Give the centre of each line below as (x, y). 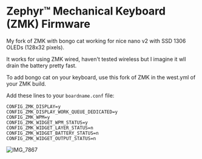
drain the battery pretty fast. (42, 66)
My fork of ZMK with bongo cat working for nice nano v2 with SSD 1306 (96, 41)
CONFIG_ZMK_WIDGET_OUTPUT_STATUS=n (51, 138)
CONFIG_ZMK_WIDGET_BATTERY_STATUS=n (52, 133)
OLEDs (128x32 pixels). (35, 47)
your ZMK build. (26, 84)
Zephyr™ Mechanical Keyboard (86, 11)
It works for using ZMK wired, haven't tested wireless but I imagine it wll (96, 59)
